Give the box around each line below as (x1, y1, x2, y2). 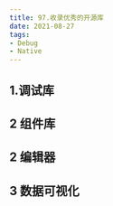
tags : (9, 30, 30, 39)
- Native (9, 47, 42, 56)
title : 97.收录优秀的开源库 (9, 13, 104, 23)
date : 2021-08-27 (9, 22, 75, 31)
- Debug (9, 38, 39, 48)
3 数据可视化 (9, 183, 80, 199)
